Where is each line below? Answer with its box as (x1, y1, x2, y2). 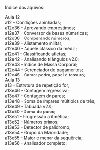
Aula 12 (5, 14, 20, 20)
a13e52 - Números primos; (5, 119, 59, 125)
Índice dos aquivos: (5, 5, 45, 10)
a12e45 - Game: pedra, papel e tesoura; (5, 72, 86, 77)
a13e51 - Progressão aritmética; (5, 114, 69, 119)
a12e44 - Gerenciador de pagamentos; (5, 67, 83, 73)
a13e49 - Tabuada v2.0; (5, 104, 53, 109)
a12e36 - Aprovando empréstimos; (5, 25, 75, 31)
